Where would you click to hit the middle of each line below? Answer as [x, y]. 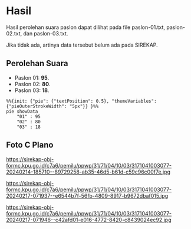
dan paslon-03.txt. [46, 33]
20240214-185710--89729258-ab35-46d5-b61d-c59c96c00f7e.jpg [88, 172]
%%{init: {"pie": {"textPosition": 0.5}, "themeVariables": [82, 101]
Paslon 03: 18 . [32, 90]
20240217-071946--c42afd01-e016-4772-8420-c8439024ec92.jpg [89, 220]
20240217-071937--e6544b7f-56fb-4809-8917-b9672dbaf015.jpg [87, 195]
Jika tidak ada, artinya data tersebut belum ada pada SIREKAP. [82, 45]
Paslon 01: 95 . [32, 77]
